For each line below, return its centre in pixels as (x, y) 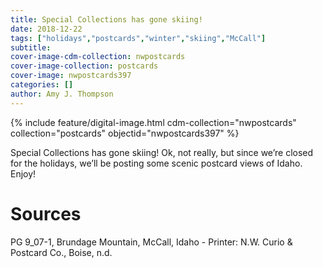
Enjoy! (23, 173)
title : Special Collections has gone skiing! (106, 19)
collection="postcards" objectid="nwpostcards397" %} (125, 133)
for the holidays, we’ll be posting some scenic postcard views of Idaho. (156, 163)
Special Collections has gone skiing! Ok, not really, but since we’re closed (162, 152)
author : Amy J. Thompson (62, 94)
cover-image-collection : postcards (84, 66)
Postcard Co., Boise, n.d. (61, 252)
